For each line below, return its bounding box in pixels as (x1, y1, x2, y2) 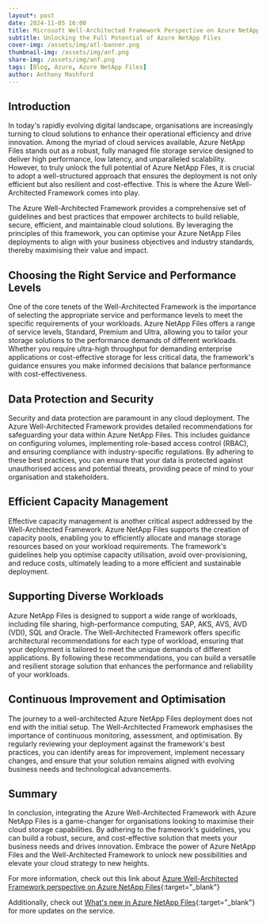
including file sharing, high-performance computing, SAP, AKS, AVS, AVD (8, 619, 248, 628)
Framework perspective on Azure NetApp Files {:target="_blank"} (8, 883, 220, 892)
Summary (8, 787, 58, 800)
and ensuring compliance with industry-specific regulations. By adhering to (8, 447, 254, 456)
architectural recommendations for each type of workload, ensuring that (8, 635, 244, 646)
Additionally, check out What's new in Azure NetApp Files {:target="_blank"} (8, 898, 256, 907)
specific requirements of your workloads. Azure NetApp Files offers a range (8, 318, 256, 329)
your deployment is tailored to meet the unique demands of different (8, 644, 231, 654)
